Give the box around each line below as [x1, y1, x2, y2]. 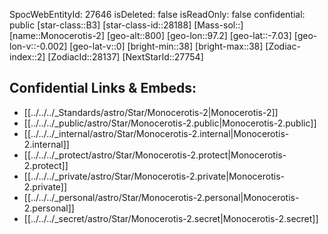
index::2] [9, 51, 46, 63]
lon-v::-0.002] [9, 40, 68, 52]
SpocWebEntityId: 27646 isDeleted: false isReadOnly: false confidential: [9, 9, 306, 20]
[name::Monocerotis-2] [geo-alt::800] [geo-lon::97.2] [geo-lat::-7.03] [9, 30, 292, 41]
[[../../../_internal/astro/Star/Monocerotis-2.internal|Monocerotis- [23, 127, 290, 139]
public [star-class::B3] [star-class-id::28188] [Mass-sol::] [9, 19, 244, 31]
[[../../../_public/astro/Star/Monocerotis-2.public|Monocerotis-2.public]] [23, 117, 317, 129]
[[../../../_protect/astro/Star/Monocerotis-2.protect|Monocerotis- [23, 149, 287, 161]
